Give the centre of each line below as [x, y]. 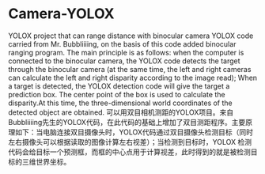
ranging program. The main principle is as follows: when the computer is [126, 52]
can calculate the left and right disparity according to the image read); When [133, 78]
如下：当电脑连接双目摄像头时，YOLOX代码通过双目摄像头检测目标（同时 [134, 132]
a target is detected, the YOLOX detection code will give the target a [119, 86]
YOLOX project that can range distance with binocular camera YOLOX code [131, 36]
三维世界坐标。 [46, 161]
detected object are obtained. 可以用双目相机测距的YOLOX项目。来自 [121, 112]
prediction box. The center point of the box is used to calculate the [117, 94]
